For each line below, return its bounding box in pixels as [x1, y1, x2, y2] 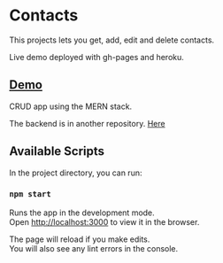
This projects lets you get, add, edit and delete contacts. [9, 35, 215, 45]
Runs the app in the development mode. [9, 207, 155, 218]
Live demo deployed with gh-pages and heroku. [9, 51, 184, 62]
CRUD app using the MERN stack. [9, 101, 133, 112]
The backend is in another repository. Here [9, 118, 165, 128]
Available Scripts [9, 143, 104, 159]
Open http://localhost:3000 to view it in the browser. [9, 216, 200, 227]
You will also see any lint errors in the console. [9, 243, 179, 253]
